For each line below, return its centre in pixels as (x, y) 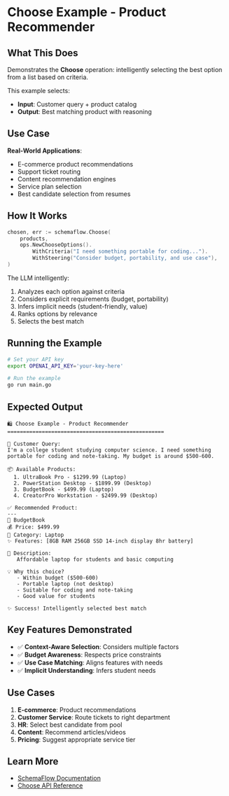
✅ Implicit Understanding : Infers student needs (86, 670)
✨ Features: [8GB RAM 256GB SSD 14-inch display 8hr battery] (100, 541)
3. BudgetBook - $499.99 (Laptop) (64, 489)
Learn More (33, 761)
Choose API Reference (50, 785)
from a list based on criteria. (48, 77)
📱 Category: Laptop (36, 535)
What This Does (43, 53)
